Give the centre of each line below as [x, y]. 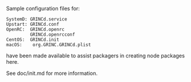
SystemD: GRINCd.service [37, 19]
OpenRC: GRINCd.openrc [35, 29]
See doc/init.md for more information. [52, 73]
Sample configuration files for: [43, 8]
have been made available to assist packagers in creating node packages [96, 56]
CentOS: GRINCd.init [33, 40]
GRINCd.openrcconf [53, 35]
